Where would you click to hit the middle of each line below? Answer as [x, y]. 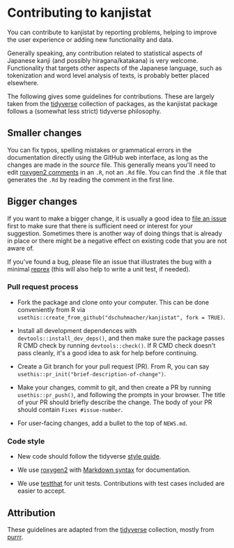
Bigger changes [42, 201]
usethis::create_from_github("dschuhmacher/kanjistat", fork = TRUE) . [121, 317]
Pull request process [43, 287]
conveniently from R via [51, 309]
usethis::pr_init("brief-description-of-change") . [92, 373]
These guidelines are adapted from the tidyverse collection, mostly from [111, 529]
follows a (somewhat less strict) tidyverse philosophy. [84, 111]
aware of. [21, 248]
